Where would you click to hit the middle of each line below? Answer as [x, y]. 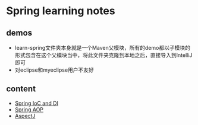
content [21, 89]
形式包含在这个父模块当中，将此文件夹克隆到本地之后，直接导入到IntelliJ [103, 55]
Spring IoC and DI [36, 103]
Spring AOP [29, 109]
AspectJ [25, 116]
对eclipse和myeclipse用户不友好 [54, 70]
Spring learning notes [61, 11]
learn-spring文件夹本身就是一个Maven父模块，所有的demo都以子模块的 [102, 48]
